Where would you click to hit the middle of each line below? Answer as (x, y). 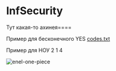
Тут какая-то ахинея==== (39, 27)
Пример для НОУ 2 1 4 (35, 50)
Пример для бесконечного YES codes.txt (58, 38)
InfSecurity (35, 11)
